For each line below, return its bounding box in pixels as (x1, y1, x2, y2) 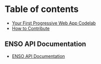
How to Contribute (11, 25, 50, 31)
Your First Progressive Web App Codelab (11, 20, 96, 26)
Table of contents (4, 3, 79, 15)
